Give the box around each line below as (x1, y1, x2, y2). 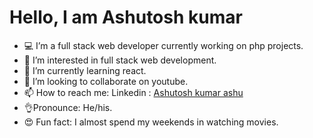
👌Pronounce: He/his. (23, 101, 113, 113)
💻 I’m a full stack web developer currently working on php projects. (23, 39, 304, 51)
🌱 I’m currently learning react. (23, 64, 147, 76)
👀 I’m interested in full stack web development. (23, 54, 217, 66)
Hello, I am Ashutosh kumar (9, 6, 243, 29)
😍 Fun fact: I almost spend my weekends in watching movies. (23, 116, 279, 128)
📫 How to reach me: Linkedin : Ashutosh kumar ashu (23, 86, 244, 98)
